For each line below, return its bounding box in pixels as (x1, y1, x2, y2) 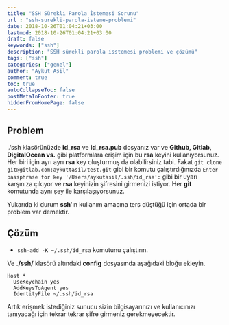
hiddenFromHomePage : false (7, 100, 84, 107)
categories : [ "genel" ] (7, 61, 72, 68)
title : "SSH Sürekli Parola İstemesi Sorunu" (7, 10, 139, 17)
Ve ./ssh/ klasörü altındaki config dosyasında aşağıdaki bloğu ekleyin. (7, 259, 206, 267)
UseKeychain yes (13, 278, 60, 285)
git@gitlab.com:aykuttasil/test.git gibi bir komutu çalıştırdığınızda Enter (7, 165, 218, 173)
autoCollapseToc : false (7, 87, 75, 93)
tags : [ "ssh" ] (7, 55, 48, 62)
